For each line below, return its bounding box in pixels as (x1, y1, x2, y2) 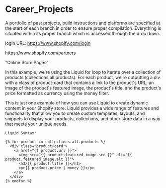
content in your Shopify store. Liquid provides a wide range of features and (5, 105, 159, 111)
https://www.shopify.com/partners (5, 50, 76, 56)
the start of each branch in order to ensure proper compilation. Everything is (5, 25, 162, 31)
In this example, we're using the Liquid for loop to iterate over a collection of (5, 69, 161, 75)
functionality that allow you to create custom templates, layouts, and (5, 110, 145, 116)
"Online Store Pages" (5, 59, 49, 65)
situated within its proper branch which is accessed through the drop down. (5, 30, 161, 36)
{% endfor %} (5, 178, 32, 184)
